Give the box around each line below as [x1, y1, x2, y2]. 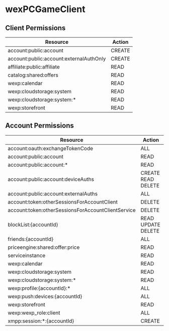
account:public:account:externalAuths [8, 190, 98, 197]
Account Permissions [5, 121, 74, 130]
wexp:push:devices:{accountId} [8, 293, 82, 300]
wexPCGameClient [5, 4, 86, 15]
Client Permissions [5, 24, 66, 32]
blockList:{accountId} [8, 221, 58, 228]
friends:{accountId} [8, 235, 54, 242]
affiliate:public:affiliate [8, 63, 60, 70]
